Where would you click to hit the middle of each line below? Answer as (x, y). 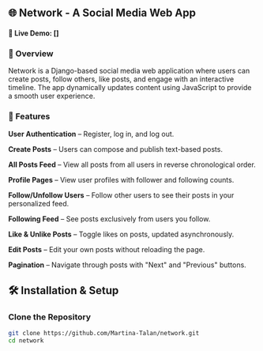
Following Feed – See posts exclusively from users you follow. (109, 219)
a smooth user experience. (52, 96)
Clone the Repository (50, 317)
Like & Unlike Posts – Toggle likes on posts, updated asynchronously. (121, 234)
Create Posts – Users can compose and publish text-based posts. (116, 149)
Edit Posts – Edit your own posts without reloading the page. (107, 249)
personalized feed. (39, 203)
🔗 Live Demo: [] (34, 33)
